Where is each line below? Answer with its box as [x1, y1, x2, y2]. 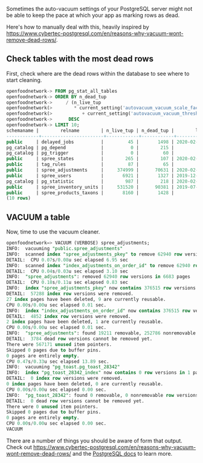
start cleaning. [6, 76, 42, 84]
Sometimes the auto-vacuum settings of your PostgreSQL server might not [6, 5, 193, 12]
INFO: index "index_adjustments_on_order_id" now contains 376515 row [6, 308, 190, 314]
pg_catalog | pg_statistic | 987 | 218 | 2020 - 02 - [6, 178, 199, 184]
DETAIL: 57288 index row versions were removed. [6, 291, 134, 297]
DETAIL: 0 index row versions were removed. [6, 376, 123, 382]
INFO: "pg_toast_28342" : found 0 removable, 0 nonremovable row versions [6, 392, 199, 398]
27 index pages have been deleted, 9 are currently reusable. [6, 296, 166, 302]
